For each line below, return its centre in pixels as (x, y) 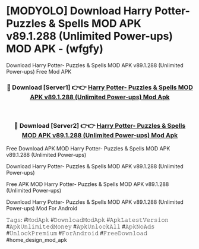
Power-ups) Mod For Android (42, 208)
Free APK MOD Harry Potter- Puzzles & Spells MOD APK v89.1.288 (88, 184)
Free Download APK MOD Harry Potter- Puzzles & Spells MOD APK (88, 148)
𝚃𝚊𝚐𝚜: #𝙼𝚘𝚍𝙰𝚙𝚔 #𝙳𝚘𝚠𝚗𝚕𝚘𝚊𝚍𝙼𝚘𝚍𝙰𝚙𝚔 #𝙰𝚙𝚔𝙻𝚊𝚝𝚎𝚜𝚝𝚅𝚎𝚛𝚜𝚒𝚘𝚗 (88, 220)
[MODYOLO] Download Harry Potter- (98, 11)
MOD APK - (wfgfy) (55, 49)
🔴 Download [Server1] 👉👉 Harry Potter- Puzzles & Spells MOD (100, 87)
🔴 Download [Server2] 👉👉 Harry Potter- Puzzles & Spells (100, 126)
